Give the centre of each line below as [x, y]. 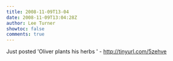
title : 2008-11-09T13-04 [38, 12]
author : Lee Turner [31, 23]
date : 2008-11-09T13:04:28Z [42, 18]
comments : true [25, 34]
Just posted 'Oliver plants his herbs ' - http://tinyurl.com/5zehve [86, 51]
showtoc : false [25, 29]
